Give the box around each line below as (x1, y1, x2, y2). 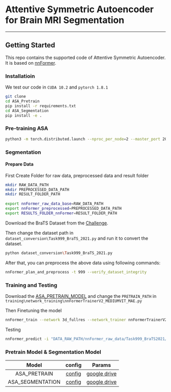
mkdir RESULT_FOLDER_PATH (5, 192, 60, 197)
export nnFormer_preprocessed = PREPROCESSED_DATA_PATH (5, 206, 122, 211)
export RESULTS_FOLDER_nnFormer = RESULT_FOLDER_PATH (5, 210, 117, 216)
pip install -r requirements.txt (5, 103, 76, 108)
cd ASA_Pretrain (5, 98, 40, 104)
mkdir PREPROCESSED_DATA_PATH (5, 187, 70, 192)
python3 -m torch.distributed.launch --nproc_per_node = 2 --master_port (5, 136, 160, 142)
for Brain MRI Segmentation (5, 14, 125, 26)
